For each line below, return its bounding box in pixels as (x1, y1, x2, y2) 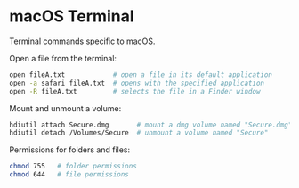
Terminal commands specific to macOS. (9, 36, 156, 46)
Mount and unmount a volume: (9, 102, 122, 113)
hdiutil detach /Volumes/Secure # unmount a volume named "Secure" (9, 128, 269, 137)
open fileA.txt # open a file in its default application (9, 69, 273, 79)
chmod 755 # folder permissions (9, 162, 138, 171)
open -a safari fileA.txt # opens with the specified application (9, 78, 265, 87)
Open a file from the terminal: (9, 53, 117, 63)
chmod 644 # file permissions (9, 170, 129, 179)
